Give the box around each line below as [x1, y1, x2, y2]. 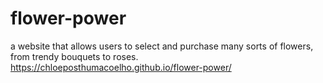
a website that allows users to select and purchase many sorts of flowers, [10, 40, 314, 52]
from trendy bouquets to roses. [10, 50, 139, 62]
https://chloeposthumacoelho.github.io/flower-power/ [10, 61, 232, 73]
